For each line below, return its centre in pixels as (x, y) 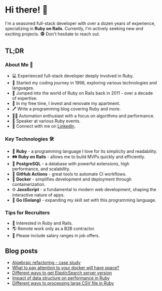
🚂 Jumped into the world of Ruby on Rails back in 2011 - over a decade (82, 93)
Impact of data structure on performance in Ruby (61, 278)
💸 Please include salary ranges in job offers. (56, 236)
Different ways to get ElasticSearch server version (62, 273)
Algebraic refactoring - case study (46, 263)
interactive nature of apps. (38, 195)
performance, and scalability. (41, 169)
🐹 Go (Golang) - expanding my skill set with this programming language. (84, 200)
